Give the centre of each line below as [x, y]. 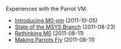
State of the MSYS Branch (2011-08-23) [65, 27]
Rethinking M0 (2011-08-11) [49, 33]
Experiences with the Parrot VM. [47, 9]
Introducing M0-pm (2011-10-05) [56, 20]
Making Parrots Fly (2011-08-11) [55, 40]
